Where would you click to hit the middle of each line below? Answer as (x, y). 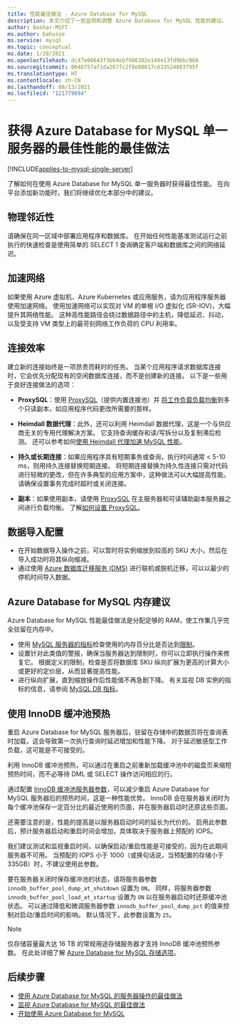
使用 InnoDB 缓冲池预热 (59, 714)
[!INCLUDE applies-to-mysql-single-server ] (70, 169)
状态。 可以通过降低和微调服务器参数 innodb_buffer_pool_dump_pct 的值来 (116, 905)
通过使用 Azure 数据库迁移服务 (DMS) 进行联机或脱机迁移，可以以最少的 (123, 568)
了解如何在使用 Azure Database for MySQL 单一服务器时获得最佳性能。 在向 (118, 184)
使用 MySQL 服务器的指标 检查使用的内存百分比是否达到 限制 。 (108, 644)
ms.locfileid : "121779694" (47, 93)
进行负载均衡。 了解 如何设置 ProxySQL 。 (84, 508)
